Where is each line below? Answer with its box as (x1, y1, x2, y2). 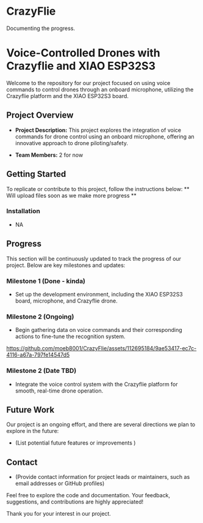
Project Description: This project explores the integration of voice (15, 126, 182, 134)
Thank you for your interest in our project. (6, 510, 112, 517)
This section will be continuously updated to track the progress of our (6, 255, 182, 262)
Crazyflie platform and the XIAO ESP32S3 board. (6, 92, 129, 99)
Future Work (6, 404, 55, 415)
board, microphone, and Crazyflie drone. (15, 297, 118, 304)
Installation (6, 207, 41, 216)
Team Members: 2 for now (15, 151, 84, 159)
